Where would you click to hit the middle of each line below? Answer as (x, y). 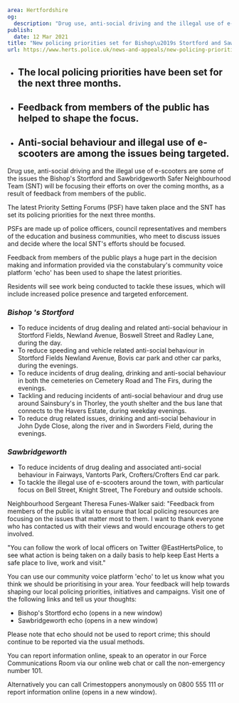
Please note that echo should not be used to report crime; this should (109, 634)
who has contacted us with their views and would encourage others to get (116, 527)
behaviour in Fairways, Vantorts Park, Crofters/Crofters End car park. (119, 475)
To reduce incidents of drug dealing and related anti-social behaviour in (123, 328)
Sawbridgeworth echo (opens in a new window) (88, 621)
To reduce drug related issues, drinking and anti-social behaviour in (117, 419)
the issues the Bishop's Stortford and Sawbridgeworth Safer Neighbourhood (119, 178)
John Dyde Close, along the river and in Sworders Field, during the (115, 426)
